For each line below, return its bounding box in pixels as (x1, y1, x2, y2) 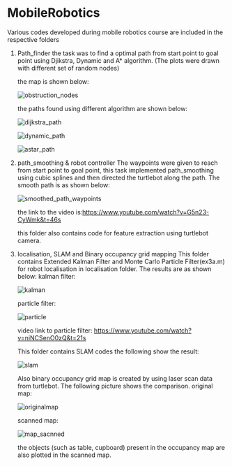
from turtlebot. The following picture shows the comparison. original (17, 381, 214, 390)
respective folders (7, 35, 59, 43)
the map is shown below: (17, 77, 89, 85)
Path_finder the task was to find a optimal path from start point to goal (17, 49, 219, 57)
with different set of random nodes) (17, 64, 120, 72)
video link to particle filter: (17, 326, 93, 335)
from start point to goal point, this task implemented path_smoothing (17, 166, 214, 174)
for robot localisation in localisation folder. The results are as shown (17, 264, 212, 273)
